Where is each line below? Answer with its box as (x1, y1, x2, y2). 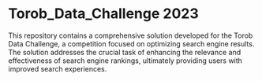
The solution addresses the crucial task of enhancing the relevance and (8, 47, 241, 57)
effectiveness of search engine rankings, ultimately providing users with (8, 56, 243, 65)
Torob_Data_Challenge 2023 (8, 5, 199, 23)
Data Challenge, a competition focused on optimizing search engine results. (8, 39, 255, 48)
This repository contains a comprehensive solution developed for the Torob (8, 31, 253, 40)
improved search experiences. (8, 64, 107, 73)
